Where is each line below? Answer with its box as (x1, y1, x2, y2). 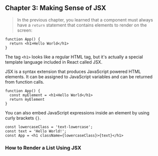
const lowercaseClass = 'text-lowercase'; (5, 124, 93, 129)
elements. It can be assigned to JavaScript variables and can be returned (5, 73, 153, 80)
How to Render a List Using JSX (5, 144, 82, 151)
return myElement (9, 97, 45, 102)
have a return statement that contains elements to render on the (17, 22, 147, 28)
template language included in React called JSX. (5, 59, 103, 65)
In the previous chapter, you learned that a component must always (17, 17, 153, 22)
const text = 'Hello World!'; (5, 129, 67, 134)
